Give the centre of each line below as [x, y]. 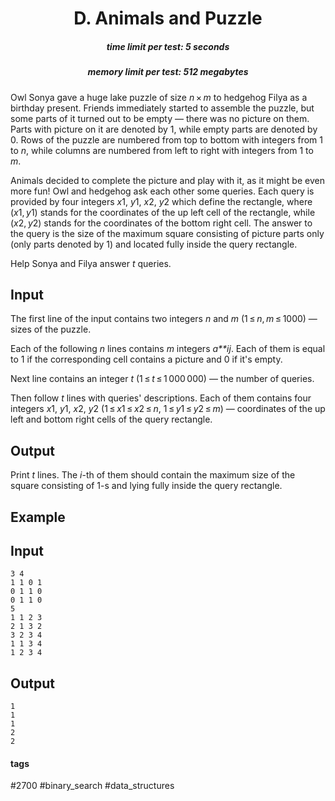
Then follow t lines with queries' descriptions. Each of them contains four [161, 398]
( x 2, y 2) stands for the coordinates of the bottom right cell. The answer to [161, 223]
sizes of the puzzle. [51, 329]
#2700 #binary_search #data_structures [92, 786]
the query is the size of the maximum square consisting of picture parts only [167, 233]
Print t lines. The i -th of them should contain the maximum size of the [153, 475]
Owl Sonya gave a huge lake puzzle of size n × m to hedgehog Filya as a [159, 97]
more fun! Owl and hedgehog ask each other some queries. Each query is [162, 191]
